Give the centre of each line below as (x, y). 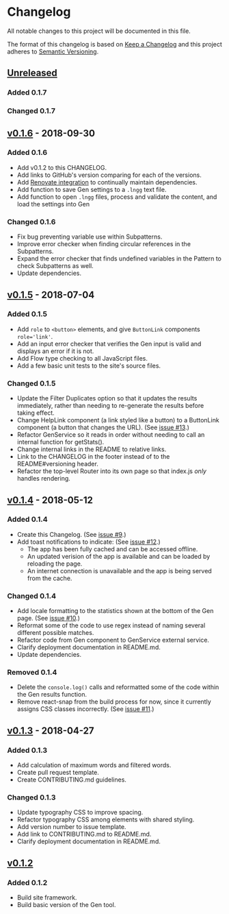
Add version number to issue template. (71, 827)
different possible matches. (55, 633)
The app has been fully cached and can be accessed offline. (112, 549)
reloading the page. (55, 564)
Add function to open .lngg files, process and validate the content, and (117, 197)
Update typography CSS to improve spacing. (80, 813)
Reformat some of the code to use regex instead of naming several (111, 625)
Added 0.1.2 (27, 882)
